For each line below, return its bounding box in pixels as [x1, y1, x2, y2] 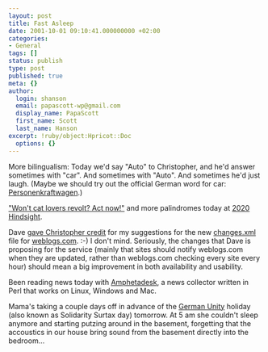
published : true [8, 72, 63, 80]
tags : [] [8, 49, 38, 57]
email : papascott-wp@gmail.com [15, 102, 121, 110]
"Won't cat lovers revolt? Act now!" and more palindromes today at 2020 [8, 203, 250, 212]
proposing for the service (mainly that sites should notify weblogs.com [8, 244, 244, 254]
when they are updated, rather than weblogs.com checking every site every [8, 253, 261, 262]
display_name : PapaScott [15, 110, 99, 118]
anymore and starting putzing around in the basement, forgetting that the [8, 318, 252, 328]
